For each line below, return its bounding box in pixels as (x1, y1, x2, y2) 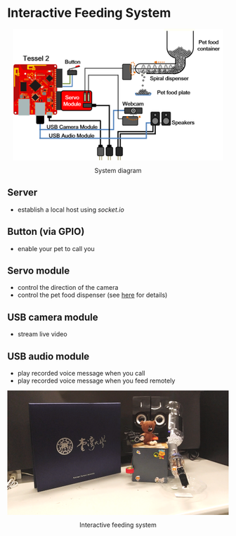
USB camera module (7, 311, 98, 323)
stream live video (17, 330, 68, 338)
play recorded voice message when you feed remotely (17, 376, 176, 385)
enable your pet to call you (17, 244, 95, 253)
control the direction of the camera (17, 283, 119, 292)
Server (7, 186, 38, 198)
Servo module (7, 264, 70, 276)
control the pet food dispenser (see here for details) (17, 291, 168, 300)
